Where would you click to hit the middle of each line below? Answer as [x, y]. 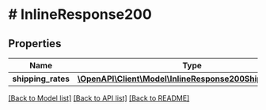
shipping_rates [41, 79]
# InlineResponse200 [80, 15]
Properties [35, 44]
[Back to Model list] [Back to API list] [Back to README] [99, 98]
